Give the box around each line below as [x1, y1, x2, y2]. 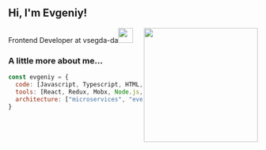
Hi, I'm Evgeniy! [8, 6, 88, 20]
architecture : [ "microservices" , [15, 95, 126, 103]
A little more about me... [8, 55, 103, 66]
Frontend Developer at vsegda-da [8, 35, 119, 44]
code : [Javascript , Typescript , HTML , [15, 80, 144, 88]
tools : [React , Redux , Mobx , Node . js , [15, 87, 144, 96]
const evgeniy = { [8, 73, 69, 82]
